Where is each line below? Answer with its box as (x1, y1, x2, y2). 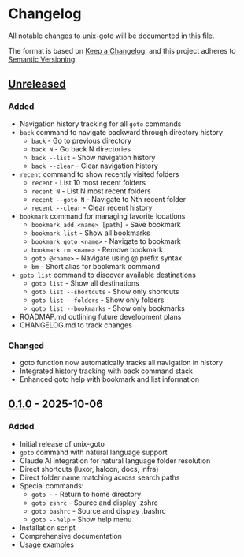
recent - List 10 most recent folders (31, 178, 146, 187)
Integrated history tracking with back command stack (19, 366, 194, 376)
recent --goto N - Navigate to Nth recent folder (31, 194, 187, 204)
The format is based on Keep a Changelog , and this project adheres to (8, 46, 236, 55)
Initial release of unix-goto (19, 439, 105, 448)
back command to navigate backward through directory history (19, 127, 223, 136)
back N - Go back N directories (31, 144, 131, 154)
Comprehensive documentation (19, 531, 122, 540)
